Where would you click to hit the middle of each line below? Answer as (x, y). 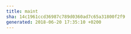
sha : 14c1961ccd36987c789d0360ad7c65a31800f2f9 (66, 17)
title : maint (22, 11)
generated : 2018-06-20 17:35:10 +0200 (54, 22)
